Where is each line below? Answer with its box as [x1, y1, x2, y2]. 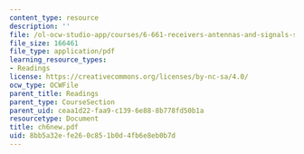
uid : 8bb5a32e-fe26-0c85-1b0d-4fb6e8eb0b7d [9, 131, 176, 140]
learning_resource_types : [9, 55, 107, 64]
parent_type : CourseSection [9, 97, 116, 107]
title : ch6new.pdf [9, 123, 79, 132]
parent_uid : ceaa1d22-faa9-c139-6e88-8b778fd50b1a [9, 106, 204, 115]
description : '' [9, 22, 71, 31]
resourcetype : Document [9, 114, 100, 123]
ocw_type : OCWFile [9, 81, 79, 90]
